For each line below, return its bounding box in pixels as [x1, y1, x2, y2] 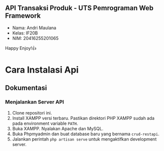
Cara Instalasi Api [5, 64, 79, 75]
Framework [5, 12, 41, 20]
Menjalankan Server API [5, 99, 64, 106]
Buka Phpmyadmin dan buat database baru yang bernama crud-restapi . [12, 131, 160, 137]
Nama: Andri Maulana [12, 25, 57, 31]
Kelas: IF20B [12, 30, 38, 36]
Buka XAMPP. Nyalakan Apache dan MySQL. [12, 125, 103, 131]
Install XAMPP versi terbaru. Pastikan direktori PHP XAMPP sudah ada [12, 115, 155, 121]
